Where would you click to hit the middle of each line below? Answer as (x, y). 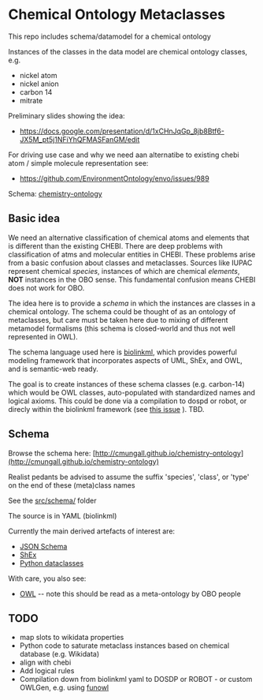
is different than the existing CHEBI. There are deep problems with (115, 245)
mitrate (31, 100)
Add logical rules (47, 671)
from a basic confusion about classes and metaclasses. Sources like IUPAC (130, 263)
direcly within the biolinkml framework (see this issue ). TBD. (106, 409)
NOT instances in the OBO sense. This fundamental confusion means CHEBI (132, 279)
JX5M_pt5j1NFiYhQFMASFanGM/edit (80, 139)
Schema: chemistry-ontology (55, 193)
